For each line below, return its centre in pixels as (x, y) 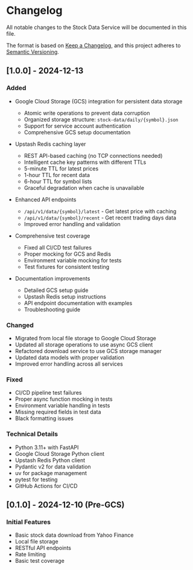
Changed (20, 325)
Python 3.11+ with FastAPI (47, 447)
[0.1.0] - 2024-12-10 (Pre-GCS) (65, 504)
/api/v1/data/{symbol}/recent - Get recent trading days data (100, 218)
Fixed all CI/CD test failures (58, 247)
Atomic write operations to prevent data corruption (87, 113)
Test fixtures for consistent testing (67, 267)
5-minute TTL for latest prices (61, 168)
